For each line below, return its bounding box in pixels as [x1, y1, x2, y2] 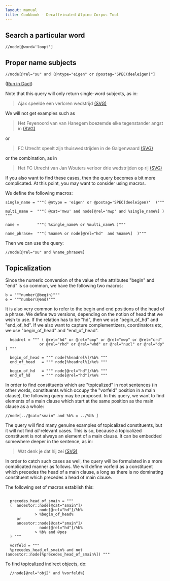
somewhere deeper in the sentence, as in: [5, 438, 93, 444]
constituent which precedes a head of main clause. [5, 474, 113, 480]
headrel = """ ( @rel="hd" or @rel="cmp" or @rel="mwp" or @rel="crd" [10, 337, 162, 342]
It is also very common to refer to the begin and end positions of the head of [5, 306, 165, 312]
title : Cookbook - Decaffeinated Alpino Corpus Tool [5, 12, 119, 17]
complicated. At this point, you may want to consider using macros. [5, 180, 146, 186]
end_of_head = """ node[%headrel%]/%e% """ [10, 359, 108, 364]
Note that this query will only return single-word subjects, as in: [5, 91, 138, 97]
